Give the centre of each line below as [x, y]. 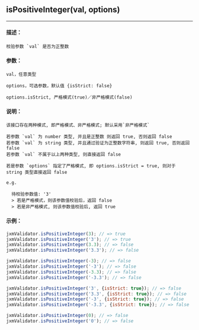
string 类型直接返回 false [37, 172]
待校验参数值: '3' [31, 194]
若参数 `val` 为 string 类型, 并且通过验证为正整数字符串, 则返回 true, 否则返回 [98, 143]
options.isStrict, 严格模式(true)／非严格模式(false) [69, 97]
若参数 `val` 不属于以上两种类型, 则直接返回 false [64, 155]
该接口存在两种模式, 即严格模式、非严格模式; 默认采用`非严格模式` [78, 125]
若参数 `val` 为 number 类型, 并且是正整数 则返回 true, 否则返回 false [89, 137]
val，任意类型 [21, 74]
